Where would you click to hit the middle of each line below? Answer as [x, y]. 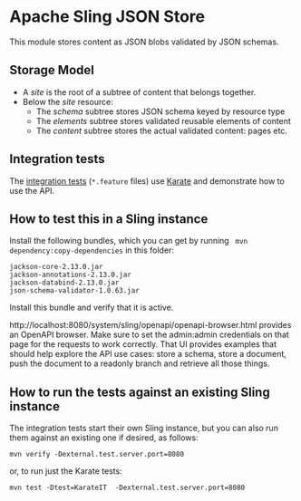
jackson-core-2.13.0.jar [56, 267]
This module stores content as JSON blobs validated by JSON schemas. [144, 42]
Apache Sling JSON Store [107, 17]
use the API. [32, 190]
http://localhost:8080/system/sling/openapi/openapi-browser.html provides [150, 325]
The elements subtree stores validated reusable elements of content [164, 120]
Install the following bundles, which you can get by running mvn [128, 241]
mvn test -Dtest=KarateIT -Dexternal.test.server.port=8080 [127, 488]
